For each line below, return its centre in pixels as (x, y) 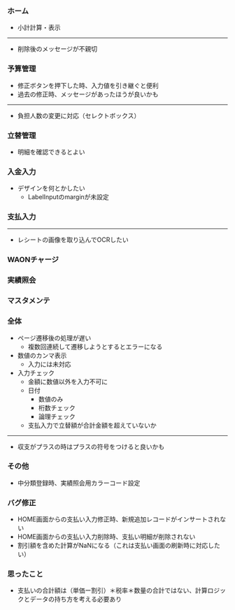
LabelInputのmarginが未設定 (69, 197)
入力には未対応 (49, 364)
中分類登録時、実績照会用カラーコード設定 (79, 483)
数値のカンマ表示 (42, 355)
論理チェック (57, 416)
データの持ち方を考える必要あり (76, 600)
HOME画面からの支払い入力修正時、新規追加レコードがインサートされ (119, 519)
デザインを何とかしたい (51, 188)
